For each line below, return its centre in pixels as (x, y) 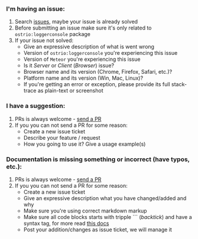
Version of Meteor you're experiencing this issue (82, 59)
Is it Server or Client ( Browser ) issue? (69, 66)
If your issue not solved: (44, 41)
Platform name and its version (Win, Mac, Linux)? (83, 78)
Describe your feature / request (62, 137)
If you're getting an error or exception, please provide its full (97, 84)
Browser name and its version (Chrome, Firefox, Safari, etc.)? (98, 72)
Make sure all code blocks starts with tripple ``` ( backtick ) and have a (108, 217)
